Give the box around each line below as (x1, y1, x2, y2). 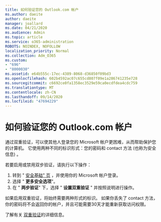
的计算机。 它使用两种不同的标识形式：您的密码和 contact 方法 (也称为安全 (5, 145, 157, 151)
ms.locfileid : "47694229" (5, 99, 58, 104)
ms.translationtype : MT (5, 85, 54, 90)
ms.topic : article (5, 35, 43, 40)
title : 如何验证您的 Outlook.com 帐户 (5, 7, 79, 12)
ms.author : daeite (5, 12, 43, 17)
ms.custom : (5, 58, 28, 63)
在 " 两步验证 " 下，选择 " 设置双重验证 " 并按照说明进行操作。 (12, 185, 137, 190)
